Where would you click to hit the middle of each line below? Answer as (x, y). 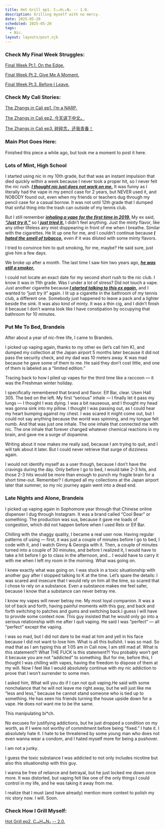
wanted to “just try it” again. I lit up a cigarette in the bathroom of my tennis (81, 293)
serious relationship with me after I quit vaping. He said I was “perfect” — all (82, 622)
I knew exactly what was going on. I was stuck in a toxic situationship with (80, 570)
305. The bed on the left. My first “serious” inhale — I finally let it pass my (80, 398)
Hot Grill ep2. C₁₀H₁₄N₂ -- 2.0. (35, 821)
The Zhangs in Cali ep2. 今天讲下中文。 (45, 118)
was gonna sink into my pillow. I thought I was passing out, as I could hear (80, 409)
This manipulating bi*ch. (30, 713)
